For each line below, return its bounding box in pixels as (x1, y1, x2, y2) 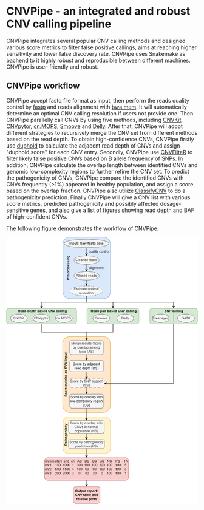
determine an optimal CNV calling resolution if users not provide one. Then (6, 109, 194, 117)
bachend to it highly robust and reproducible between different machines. (6, 56, 191, 64)
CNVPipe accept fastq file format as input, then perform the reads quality (6, 97, 189, 104)
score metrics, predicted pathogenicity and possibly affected (6, 200, 159, 207)
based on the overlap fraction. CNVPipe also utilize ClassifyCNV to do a (6, 187, 186, 194)
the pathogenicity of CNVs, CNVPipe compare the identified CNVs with (6, 174, 184, 182)
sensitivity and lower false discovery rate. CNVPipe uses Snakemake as (6, 50, 186, 57)
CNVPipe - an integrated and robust (6, 4, 191, 18)
